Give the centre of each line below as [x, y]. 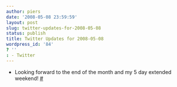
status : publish [26, 34]
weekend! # [29, 78]
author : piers [24, 11]
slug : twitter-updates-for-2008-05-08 [54, 28]
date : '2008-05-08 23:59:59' [42, 17]
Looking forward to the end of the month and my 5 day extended [93, 72]
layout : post [22, 22]
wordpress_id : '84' [30, 45]
